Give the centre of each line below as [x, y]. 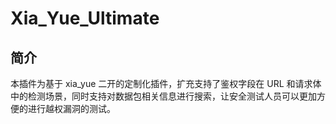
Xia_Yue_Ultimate [85, 18]
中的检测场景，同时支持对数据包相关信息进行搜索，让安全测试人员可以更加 [163, 96]
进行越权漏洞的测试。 [71, 108]
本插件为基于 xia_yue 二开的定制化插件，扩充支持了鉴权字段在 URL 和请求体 [166, 83]
